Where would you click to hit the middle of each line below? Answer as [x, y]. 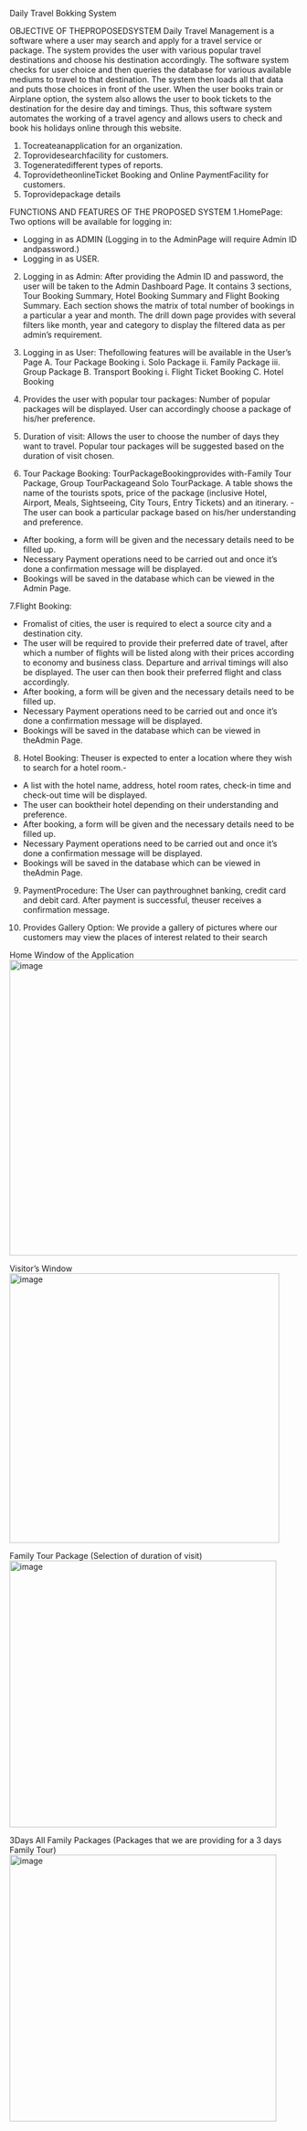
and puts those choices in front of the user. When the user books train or [147, 89]
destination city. [53, 633]
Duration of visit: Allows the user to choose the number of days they [151, 436]
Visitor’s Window [41, 1268]
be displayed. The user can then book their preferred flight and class [152, 672]
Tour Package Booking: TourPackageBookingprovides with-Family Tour [157, 473]
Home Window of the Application [72, 955]
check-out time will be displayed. [85, 795]
